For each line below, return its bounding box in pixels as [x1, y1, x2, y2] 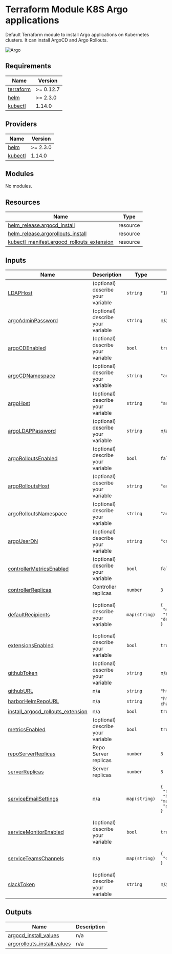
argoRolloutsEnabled [8, 455, 58, 462]
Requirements [5, 62, 51, 70]
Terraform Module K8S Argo [5, 4, 128, 15]
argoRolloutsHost [8, 482, 50, 490]
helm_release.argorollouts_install [8, 230, 87, 237]
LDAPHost [8, 289, 33, 296]
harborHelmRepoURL [8, 698, 59, 705]
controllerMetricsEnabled [8, 566, 69, 572]
